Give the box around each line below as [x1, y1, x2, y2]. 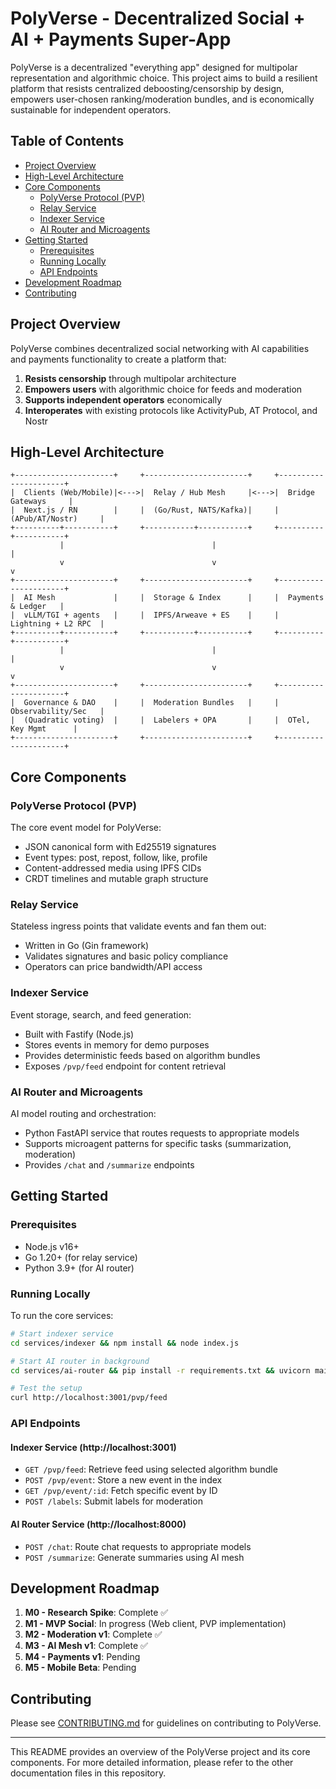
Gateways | [10, 497, 74, 507]
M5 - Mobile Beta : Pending [24, 1662, 137, 1674]
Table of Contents [10, 133, 125, 150]
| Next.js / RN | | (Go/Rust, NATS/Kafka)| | [10, 505, 280, 516]
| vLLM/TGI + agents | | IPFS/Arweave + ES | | [10, 610, 280, 621]
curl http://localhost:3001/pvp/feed [10, 1393, 168, 1403]
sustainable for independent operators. [10, 103, 172, 116]
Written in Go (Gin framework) [24, 940, 150, 952]
